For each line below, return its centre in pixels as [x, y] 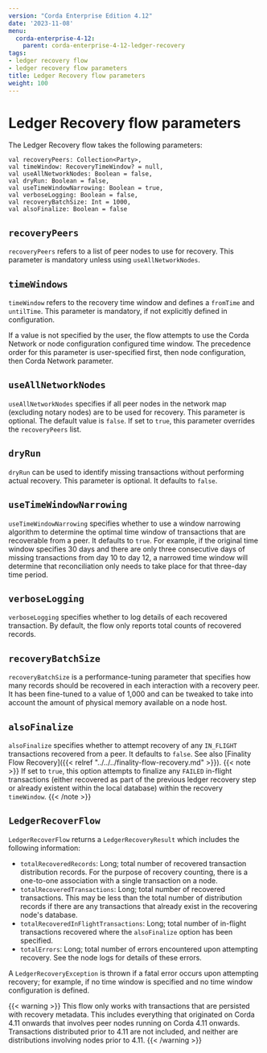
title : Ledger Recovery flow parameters [77, 76]
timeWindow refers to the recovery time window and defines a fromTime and [131, 303]
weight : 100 [28, 83]
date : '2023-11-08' [41, 23]
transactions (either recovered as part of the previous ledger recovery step [132, 779]
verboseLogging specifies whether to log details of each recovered [118, 617]
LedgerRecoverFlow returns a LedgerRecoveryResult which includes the [124, 839]
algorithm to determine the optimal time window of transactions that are [127, 531]
